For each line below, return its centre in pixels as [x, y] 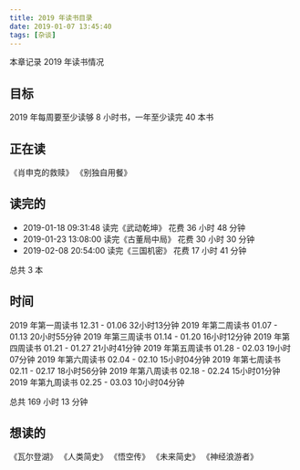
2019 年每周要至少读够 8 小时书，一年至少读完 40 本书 [112, 117]
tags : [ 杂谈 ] [33, 35]
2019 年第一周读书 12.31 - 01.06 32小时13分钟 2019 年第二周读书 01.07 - [144, 325]
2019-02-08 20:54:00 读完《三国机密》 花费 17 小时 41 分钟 [134, 250]
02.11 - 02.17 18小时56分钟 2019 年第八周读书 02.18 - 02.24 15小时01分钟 [145, 371]
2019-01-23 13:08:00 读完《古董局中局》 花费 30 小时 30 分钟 [139, 239]
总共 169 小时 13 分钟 [49, 402]
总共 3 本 [26, 269]
